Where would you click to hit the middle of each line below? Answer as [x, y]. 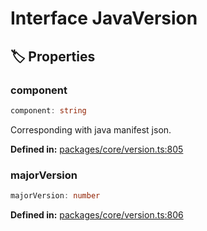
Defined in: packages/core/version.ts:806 [97, 214]
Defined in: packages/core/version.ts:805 [97, 149]
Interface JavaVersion [104, 18]
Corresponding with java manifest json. [91, 129]
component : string [48, 110]
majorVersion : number [55, 196]
